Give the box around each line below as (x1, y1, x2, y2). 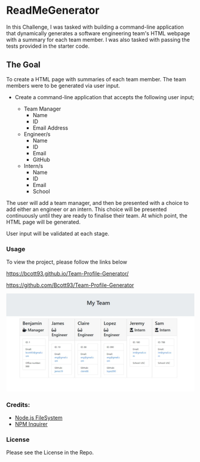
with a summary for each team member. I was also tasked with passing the (6, 36, 190, 43)
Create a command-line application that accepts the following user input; (14, 93, 195, 100)
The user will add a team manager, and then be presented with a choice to (6, 199, 189, 206)
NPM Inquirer (14, 421, 48, 428)
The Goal (6, 60, 41, 70)
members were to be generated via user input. (6, 82, 121, 89)
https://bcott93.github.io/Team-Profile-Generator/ (6, 270, 129, 277)
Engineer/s (23, 130, 51, 137)
